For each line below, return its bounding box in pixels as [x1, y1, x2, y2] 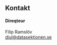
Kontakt [5, 4, 31, 12]
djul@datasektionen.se [5, 34, 52, 40]
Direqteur [5, 17, 26, 24]
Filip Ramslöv [5, 29, 32, 35]
